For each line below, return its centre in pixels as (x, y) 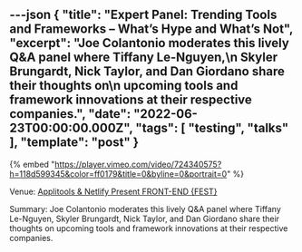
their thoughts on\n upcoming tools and (124, 86)
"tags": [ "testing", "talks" (212, 128)
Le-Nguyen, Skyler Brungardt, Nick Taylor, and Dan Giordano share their (144, 218)
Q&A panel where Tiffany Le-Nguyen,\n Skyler (144, 58)
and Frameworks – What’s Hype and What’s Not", (151, 29)
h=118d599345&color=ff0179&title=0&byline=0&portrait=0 (118, 174)
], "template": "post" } (74, 143)
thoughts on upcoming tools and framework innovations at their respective (149, 228)
